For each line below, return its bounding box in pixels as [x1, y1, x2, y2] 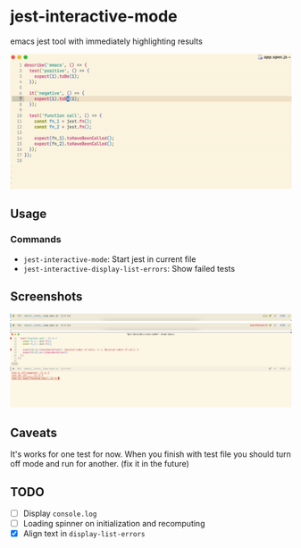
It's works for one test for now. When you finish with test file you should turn [10, 449, 291, 459]
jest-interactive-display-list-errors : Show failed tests [22, 263, 236, 274]
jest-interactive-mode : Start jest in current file [22, 253, 196, 265]
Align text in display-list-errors [22, 528, 146, 539]
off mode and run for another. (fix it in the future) [10, 459, 190, 469]
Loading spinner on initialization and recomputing [22, 518, 205, 529]
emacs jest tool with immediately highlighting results [10, 36, 204, 46]
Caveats [10, 425, 57, 440]
